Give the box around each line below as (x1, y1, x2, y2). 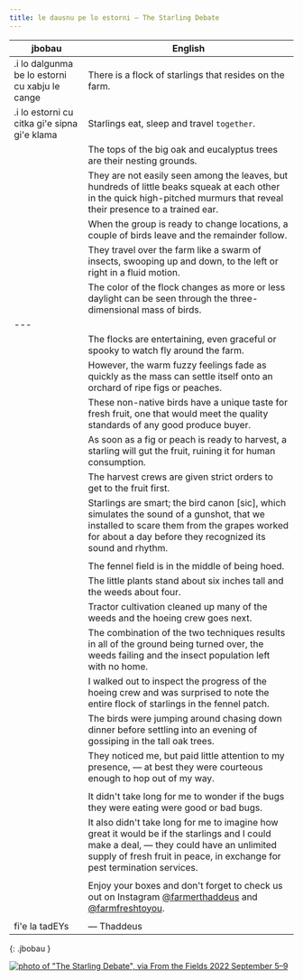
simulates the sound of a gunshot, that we (87, 508, 266, 520)
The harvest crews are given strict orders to (87, 471, 273, 483)
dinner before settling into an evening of (87, 723, 258, 736)
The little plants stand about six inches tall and (87, 574, 284, 587)
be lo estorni (14, 69, 68, 81)
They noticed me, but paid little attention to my (87, 749, 285, 761)
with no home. (87, 660, 149, 673)
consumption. (87, 455, 146, 468)
